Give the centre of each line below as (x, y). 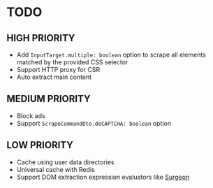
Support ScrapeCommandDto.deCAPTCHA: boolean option (94, 123)
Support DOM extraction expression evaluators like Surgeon (103, 177)
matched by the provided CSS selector (72, 62)
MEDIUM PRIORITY (49, 99)
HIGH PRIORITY (41, 38)
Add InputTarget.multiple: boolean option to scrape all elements (111, 55)
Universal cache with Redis (56, 169)
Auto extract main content (54, 77)
